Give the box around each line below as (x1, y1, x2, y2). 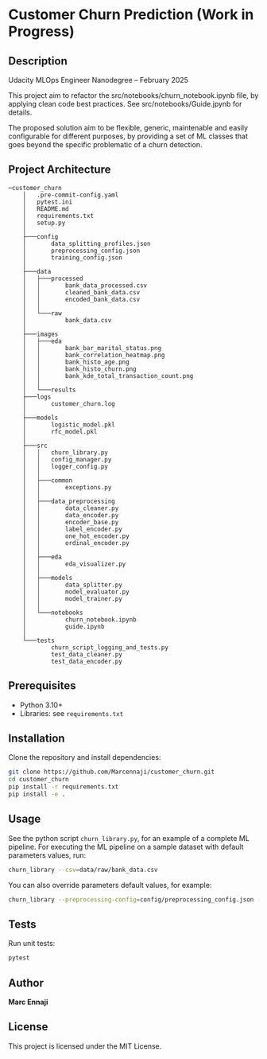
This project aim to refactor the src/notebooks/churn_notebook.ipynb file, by (8, 91, 259, 100)
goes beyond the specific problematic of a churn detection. (8, 140, 203, 149)
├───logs (22, 392, 52, 401)
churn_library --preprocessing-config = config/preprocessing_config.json (8, 895, 254, 904)
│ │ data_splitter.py (22, 581, 123, 589)
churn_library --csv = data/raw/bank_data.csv (8, 866, 158, 874)
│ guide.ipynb (22, 622, 105, 630)
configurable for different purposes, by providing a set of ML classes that (8, 131, 248, 141)
